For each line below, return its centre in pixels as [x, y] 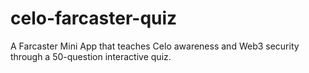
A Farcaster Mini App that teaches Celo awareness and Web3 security [155, 46]
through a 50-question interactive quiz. [91, 56]
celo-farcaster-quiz [94, 18]
